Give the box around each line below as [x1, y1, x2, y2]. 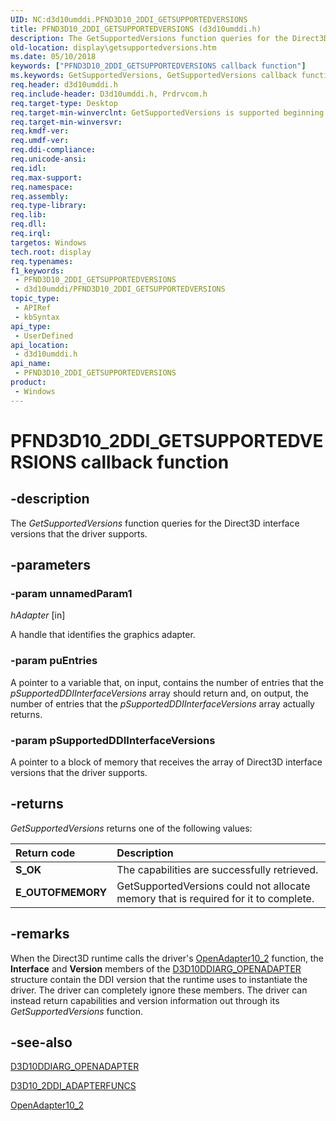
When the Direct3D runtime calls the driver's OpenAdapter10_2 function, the [10, 952, 324, 964]
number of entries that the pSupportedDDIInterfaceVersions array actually [10, 697, 315, 710]
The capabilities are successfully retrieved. [116, 862, 319, 876]
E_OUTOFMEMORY [15, 885, 108, 899]
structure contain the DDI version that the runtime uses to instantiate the [10, 973, 308, 985]
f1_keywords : [10, 266, 65, 276]
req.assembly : [10, 191, 70, 201]
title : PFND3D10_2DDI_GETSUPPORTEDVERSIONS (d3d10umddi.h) [10, 24, 262, 34]
